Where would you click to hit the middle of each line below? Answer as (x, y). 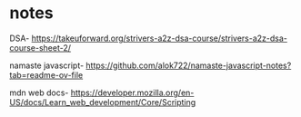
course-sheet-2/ (40, 47)
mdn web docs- (39, 93)
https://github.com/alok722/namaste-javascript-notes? (189, 65)
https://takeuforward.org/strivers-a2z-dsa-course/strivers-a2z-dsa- (160, 38)
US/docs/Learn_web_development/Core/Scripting (103, 102)
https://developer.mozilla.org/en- (132, 93)
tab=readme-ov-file (46, 74)
